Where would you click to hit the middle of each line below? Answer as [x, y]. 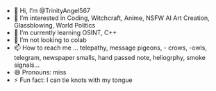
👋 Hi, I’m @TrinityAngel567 [52, 11]
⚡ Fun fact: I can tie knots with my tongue [73, 80]
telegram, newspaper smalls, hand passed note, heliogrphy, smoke [110, 58]
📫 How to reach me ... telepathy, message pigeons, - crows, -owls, [110, 48]
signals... [27, 65]
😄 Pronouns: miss [40, 72]
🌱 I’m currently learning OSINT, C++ [65, 32]
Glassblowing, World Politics [55, 25]
